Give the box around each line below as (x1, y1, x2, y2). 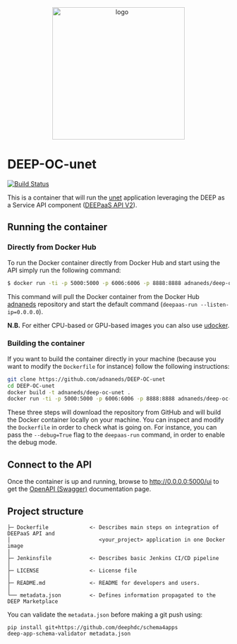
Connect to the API (7, 458, 92, 470)
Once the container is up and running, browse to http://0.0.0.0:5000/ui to (7, 478, 219, 486)
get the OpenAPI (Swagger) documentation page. (7, 485, 152, 493)
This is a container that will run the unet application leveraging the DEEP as (7, 193, 225, 202)
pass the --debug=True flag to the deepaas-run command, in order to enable (7, 430, 226, 439)
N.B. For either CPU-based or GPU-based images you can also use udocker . (7, 321, 230, 329)
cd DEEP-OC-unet (7, 382, 55, 389)
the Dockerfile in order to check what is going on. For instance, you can (7, 423, 217, 432)
